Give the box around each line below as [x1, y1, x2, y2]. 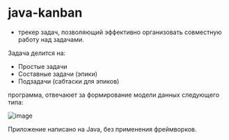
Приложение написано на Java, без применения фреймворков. [8, 125, 197, 133]
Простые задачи [17, 62, 68, 70]
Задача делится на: [8, 49, 65, 57]
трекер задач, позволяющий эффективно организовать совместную [17, 28, 222, 36]
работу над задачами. [17, 35, 84, 43]
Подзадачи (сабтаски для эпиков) [17, 77, 120, 85]
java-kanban [8, 5, 83, 21]
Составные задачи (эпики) [17, 70, 98, 78]
